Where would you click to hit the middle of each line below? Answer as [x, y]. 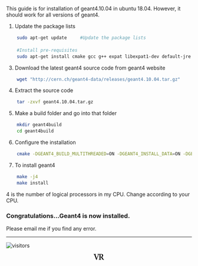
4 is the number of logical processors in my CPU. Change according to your [98, 194]
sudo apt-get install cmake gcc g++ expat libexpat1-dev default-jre [104, 56]
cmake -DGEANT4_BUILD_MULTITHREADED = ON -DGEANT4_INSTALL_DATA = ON [99, 154]
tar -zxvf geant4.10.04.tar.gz [55, 102]
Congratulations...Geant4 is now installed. [68, 216]
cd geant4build [35, 131]
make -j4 [27, 176]
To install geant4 [35, 165]
